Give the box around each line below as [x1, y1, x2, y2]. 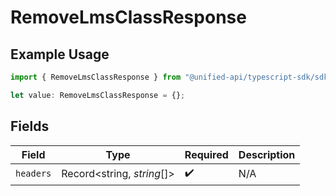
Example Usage [10, 46, 110, 63]
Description [238, 147, 296, 161]
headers [15, 168, 52, 180]
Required [184, 147, 229, 161]
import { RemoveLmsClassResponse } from [10, 72, 182, 82]
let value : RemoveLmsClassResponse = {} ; [10, 90, 186, 100]
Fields [10, 118, 50, 135]
